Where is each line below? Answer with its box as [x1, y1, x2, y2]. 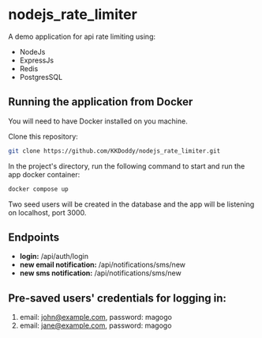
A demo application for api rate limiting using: [8, 32, 156, 41]
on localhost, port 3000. [8, 207, 87, 217]
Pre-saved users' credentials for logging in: [8, 291, 227, 305]
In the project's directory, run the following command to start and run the [8, 161, 245, 171]
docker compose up [8, 184, 69, 193]
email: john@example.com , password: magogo [19, 313, 172, 322]
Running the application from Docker [8, 95, 193, 108]
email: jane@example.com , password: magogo [19, 321, 172, 330]
